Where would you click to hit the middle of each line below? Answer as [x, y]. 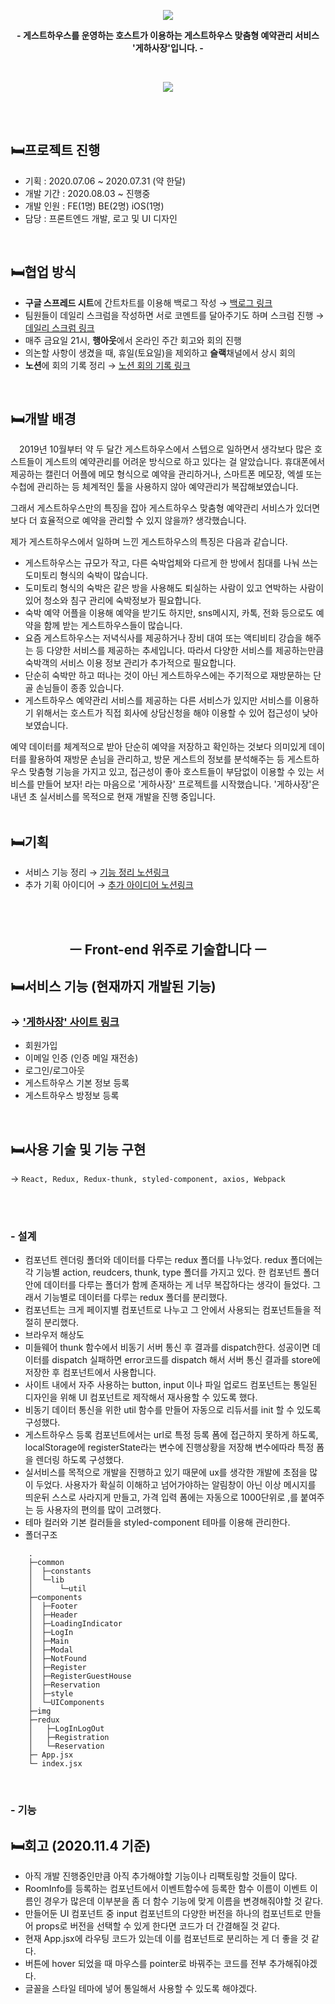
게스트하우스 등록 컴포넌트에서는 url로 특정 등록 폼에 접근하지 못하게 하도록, [171, 1435]
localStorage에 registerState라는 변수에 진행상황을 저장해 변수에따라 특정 [169, 1447]
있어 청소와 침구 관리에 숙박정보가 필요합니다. [113, 601]
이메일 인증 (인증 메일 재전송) [81, 1058]
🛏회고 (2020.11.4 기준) [81, 1845]
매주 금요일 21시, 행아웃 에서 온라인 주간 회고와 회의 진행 [133, 340]
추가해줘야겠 [293, 1964]
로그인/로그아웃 [55, 1071]
